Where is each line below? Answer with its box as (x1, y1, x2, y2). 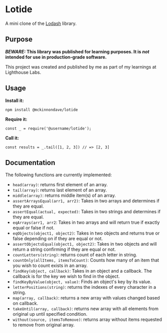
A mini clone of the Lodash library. (5, 20, 77, 26)
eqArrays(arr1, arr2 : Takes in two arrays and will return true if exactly (12, 219, 160, 225)
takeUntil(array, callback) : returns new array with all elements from (12, 306, 158, 312)
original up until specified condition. (12, 311, 88, 317)
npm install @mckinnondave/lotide (5, 107, 78, 112)
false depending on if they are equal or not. (12, 236, 103, 242)
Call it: (5, 135, 19, 141)
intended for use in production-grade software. (5, 54, 107, 60)
